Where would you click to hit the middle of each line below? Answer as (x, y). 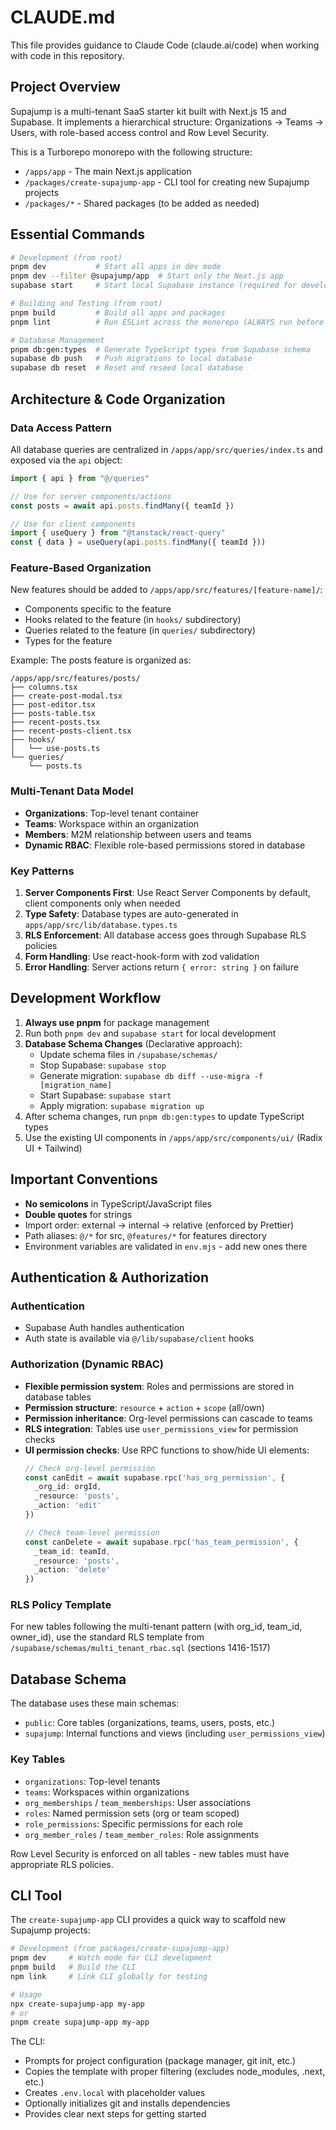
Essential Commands (78, 234)
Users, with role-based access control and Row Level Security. (140, 132)
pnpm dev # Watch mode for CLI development (111, 1958)
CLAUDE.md (63, 17)
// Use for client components (73, 524)
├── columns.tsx (44, 687)
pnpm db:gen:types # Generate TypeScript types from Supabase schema (160, 349)
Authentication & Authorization (110, 1277)
